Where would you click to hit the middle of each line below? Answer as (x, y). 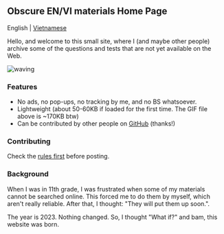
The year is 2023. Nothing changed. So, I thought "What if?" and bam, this (112, 217)
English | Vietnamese (37, 27)
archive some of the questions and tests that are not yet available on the (109, 48)
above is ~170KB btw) (48, 117)
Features (22, 86)
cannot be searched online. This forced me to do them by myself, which (109, 196)
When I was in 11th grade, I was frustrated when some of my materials (106, 189)
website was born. (33, 224)
